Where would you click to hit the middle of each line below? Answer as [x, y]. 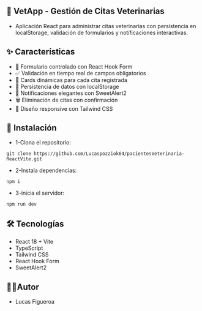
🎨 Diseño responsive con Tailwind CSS [64, 108]
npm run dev [21, 204]
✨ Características [41, 52]
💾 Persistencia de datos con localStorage [67, 86]
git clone [19, 154]
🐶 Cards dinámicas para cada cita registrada [71, 80]
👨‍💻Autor [23, 287]
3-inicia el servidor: [40, 193]
